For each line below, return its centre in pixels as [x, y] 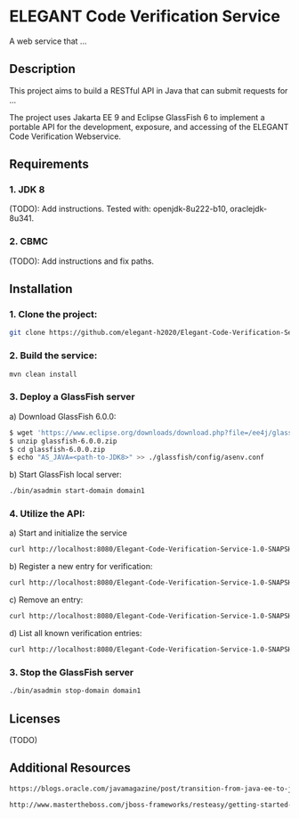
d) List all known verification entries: [76, 634]
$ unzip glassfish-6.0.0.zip [63, 441]
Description [42, 69]
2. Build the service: [53, 356]
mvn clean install [43, 374]
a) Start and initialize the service [68, 533]
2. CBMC [29, 241]
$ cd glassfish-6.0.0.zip [57, 449]
